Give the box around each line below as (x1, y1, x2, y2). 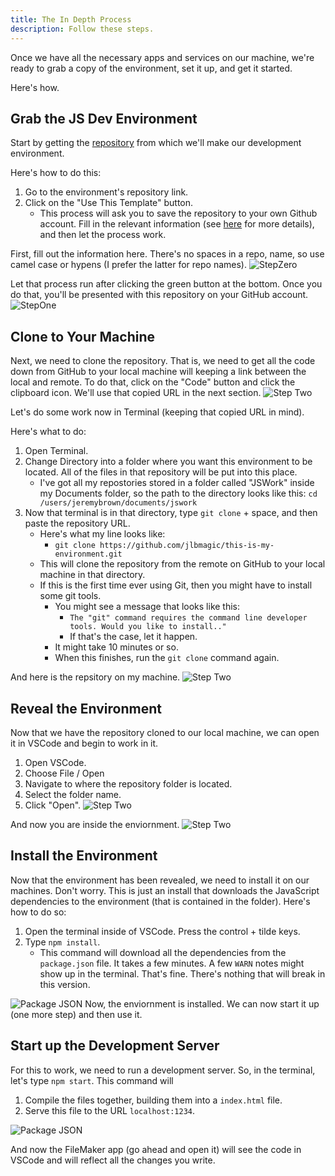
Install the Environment (10, 847, 158, 865)
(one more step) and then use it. (10, 1008, 143, 1020)
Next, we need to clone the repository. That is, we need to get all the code (10, 355, 316, 367)
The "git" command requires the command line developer (69, 613, 308, 623)
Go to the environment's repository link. (24, 186, 189, 198)
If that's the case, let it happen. (69, 631, 198, 643)
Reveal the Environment (10, 700, 162, 717)
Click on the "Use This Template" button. (24, 197, 194, 209)
